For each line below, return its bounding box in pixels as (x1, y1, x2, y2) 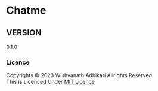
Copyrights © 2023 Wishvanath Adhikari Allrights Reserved (6, 72, 153, 79)
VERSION (6, 28, 42, 38)
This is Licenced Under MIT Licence (6, 78, 95, 86)
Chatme (6, 4, 47, 17)
